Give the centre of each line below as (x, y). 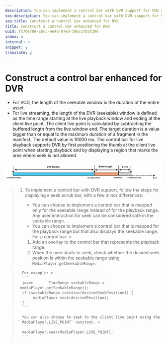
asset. (19, 108)
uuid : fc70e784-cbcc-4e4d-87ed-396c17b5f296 (52, 32)
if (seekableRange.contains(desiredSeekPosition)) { (78, 293)
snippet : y (16, 47)
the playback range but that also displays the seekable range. (95, 231)
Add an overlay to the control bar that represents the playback (96, 242)
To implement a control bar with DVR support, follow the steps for (92, 190)
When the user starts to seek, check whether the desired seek (96, 253)
